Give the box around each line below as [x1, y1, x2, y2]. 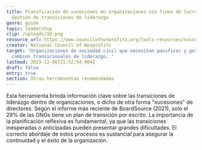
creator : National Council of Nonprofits [6, 43, 112, 49]
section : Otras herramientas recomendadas [6, 76, 114, 82]
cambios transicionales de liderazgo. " [11, 53, 114, 59]
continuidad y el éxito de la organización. [6, 137, 108, 144]
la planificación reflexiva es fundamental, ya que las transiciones [6, 118, 167, 125]
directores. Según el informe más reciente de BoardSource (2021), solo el [6, 105, 188, 112]
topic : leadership [6, 25, 52, 32]
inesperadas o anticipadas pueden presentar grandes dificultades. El [6, 124, 177, 131]
